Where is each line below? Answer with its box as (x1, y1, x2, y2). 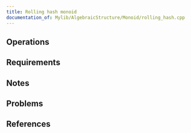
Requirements (6, 57, 60, 68)
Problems (6, 99, 44, 109)
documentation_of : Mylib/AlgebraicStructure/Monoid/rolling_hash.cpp (6, 15, 186, 21)
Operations (6, 37, 50, 47)
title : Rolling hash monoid (6, 8, 77, 15)
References (6, 119, 51, 129)
